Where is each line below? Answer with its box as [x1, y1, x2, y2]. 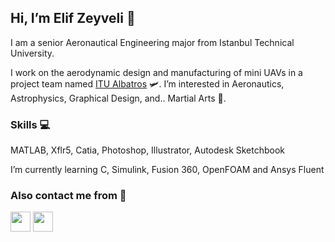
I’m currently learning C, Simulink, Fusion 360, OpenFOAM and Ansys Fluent [10, 164, 325, 176]
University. [10, 47, 55, 59]
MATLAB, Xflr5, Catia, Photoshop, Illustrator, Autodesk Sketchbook [10, 144, 286, 156]
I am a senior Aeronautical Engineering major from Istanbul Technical [10, 36, 295, 48]
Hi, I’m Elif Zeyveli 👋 [10, 10, 136, 27]
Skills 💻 [10, 117, 51, 131]
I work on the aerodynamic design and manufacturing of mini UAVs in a [10, 66, 303, 78]
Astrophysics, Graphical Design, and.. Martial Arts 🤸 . [10, 92, 227, 104]
